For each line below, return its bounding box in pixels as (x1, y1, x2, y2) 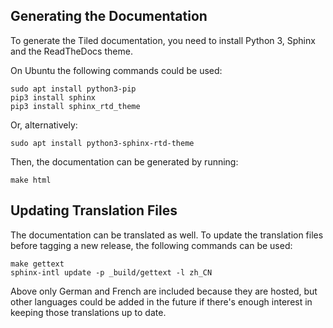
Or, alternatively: (10, 119, 78, 131)
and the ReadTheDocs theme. (10, 45, 133, 57)
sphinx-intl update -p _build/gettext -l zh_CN (10, 267, 213, 278)
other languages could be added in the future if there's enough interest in (10, 295, 313, 308)
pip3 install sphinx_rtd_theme (10, 101, 141, 111)
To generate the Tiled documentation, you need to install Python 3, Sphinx (10, 34, 316, 46)
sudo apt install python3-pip (10, 84, 137, 94)
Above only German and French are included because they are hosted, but (10, 285, 318, 297)
